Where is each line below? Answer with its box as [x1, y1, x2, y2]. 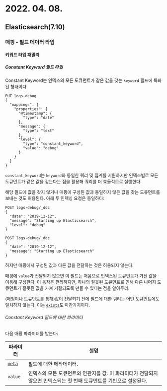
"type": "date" [23, 115, 55, 121]
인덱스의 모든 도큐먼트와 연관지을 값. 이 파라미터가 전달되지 [28, 370, 158, 377]
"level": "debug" [9, 223, 46, 228]
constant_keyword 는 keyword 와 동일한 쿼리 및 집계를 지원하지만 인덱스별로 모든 [5, 172, 159, 179]
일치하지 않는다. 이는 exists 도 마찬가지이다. [5, 302, 90, 308]
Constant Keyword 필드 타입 [5, 64, 63, 70]
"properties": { [14, 107, 48, 112]
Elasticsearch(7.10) [5, 23, 66, 31]
